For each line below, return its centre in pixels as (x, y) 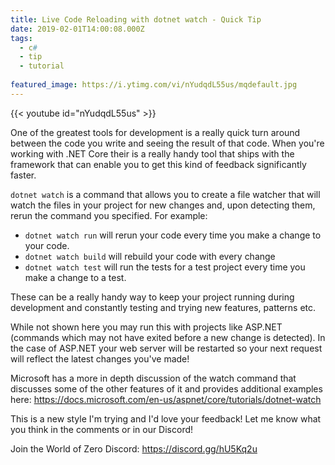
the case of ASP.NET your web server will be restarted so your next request (166, 348)
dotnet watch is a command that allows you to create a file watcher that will (165, 194)
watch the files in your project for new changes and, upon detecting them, (163, 205)
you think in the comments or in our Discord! (102, 429)
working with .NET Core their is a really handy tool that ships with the (152, 153)
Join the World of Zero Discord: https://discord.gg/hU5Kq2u (134, 448)
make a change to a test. (75, 277)
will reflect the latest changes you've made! (100, 358)
